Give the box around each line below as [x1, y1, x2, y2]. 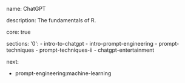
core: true [6, 28, 31, 35]
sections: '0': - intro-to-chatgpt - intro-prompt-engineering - [6, 40, 158, 47]
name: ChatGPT [6, 5, 46, 12]
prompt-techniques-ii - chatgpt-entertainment [39, 46, 155, 54]
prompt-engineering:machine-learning [15, 70, 112, 77]
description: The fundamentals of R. [6, 17, 96, 23]
